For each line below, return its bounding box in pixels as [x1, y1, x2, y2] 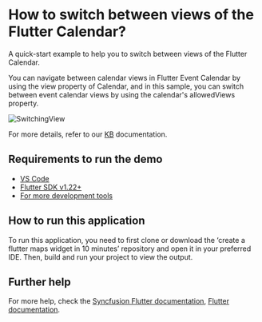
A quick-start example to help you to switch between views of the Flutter [8, 49, 248, 58]
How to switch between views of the [8, 6, 254, 24]
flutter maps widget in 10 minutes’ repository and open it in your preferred [8, 244, 252, 253]
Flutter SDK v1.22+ [19, 182, 82, 192]
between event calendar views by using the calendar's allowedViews [8, 89, 236, 99]
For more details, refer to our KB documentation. [8, 129, 168, 139]
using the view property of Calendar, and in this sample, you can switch [8, 81, 244, 91]
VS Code [19, 173, 50, 183]
